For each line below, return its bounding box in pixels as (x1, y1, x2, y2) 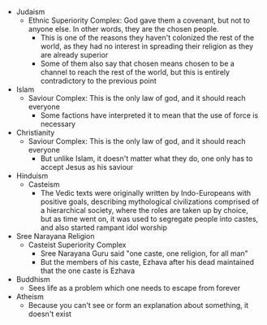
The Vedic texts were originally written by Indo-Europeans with (40, 188, 252, 197)
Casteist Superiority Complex (28, 240, 127, 249)
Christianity (15, 128, 55, 137)
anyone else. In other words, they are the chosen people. (28, 24, 219, 33)
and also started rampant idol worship (40, 223, 168, 232)
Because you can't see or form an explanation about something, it (28, 301, 249, 310)
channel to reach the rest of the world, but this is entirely (40, 67, 230, 76)
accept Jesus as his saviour (40, 162, 134, 171)
